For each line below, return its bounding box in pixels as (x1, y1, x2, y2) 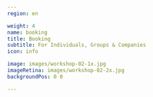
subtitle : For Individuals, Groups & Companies (7, 42, 147, 49)
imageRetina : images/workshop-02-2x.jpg (7, 67, 125, 74)
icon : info (7, 48, 39, 55)
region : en (7, 10, 39, 17)
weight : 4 (7, 22, 36, 30)
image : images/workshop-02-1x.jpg (7, 61, 107, 67)
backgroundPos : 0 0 (7, 73, 63, 80)
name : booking (7, 29, 48, 36)
